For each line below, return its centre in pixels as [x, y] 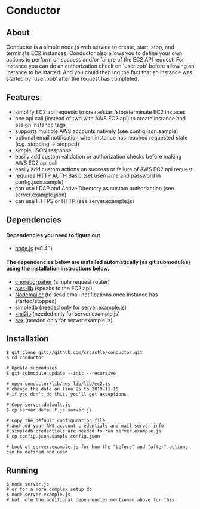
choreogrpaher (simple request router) [62, 281]
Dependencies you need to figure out [53, 235]
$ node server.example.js [38, 495]
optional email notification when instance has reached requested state [101, 137]
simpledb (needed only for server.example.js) [71, 307]
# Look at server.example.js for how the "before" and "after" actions [97, 447]
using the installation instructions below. [58, 268]
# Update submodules [32, 368]
